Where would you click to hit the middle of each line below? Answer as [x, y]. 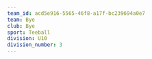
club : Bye [21, 26]
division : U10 [27, 39]
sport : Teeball [29, 32]
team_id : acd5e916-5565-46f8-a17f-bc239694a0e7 [76, 13]
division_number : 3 [35, 45]
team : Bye [21, 20]
